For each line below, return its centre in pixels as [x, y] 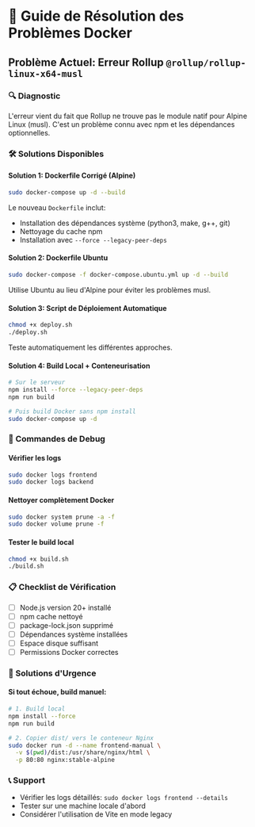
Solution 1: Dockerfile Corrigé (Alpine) [72, 176]
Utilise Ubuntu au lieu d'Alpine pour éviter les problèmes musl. [110, 289]
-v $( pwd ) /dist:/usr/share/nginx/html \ [83, 752]
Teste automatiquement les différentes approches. [90, 347]
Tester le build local [41, 542]
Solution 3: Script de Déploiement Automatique [88, 308]
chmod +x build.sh [38, 559]
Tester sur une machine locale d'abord [83, 806]
